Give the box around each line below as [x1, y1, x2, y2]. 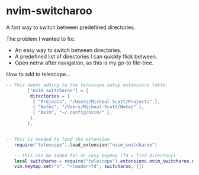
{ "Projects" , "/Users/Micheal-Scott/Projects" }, [32, 99, 161, 105]
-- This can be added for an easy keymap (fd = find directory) [14, 153, 176, 158]
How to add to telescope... [6, 70, 71, 77]
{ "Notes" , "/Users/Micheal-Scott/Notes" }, [32, 104, 145, 110]
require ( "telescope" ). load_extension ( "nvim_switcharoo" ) [14, 142, 158, 148]
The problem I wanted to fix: [6, 35, 75, 42]
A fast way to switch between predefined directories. [6, 24, 136, 31]
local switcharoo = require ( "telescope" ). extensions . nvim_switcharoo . [14, 158, 192, 164]
